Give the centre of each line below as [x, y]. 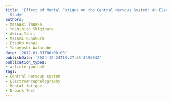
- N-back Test [20, 91]
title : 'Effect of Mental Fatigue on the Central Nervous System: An [81, 10]
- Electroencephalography [33, 81]
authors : [15, 19]
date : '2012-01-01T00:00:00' [36, 53]
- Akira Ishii [20, 34]
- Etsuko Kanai [21, 43]
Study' [17, 15]
